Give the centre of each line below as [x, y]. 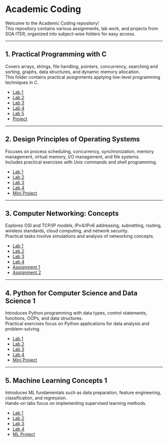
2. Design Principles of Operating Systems [72, 139]
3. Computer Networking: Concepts [62, 213]
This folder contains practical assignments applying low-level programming [83, 77]
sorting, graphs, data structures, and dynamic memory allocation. [72, 72]
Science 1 [20, 301]
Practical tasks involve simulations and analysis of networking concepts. [80, 236]
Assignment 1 [26, 267]
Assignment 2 [27, 272]
